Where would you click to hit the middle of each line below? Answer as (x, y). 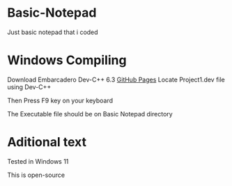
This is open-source (36, 175)
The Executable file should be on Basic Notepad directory (90, 114)
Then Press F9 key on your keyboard (60, 100)
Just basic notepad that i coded (53, 32)
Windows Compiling (67, 60)
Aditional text (47, 142)
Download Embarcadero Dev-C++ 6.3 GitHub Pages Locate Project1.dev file (116, 79)
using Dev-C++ (29, 87)
